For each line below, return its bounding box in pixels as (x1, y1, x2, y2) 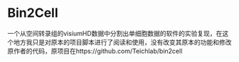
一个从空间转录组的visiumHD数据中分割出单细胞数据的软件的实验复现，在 (7, 29, 223, 37)
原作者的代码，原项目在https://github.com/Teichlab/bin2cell (7, 46, 183, 55)
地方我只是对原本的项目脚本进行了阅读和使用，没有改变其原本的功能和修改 (13, 37, 232, 46)
